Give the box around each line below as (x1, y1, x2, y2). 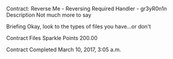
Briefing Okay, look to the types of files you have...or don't (6, 23, 151, 30)
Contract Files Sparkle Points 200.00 (6, 35, 98, 41)
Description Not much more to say (6, 11, 92, 18)
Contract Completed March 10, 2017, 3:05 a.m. (6, 46, 122, 53)
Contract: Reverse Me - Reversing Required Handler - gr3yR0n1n (6, 5, 167, 12)
